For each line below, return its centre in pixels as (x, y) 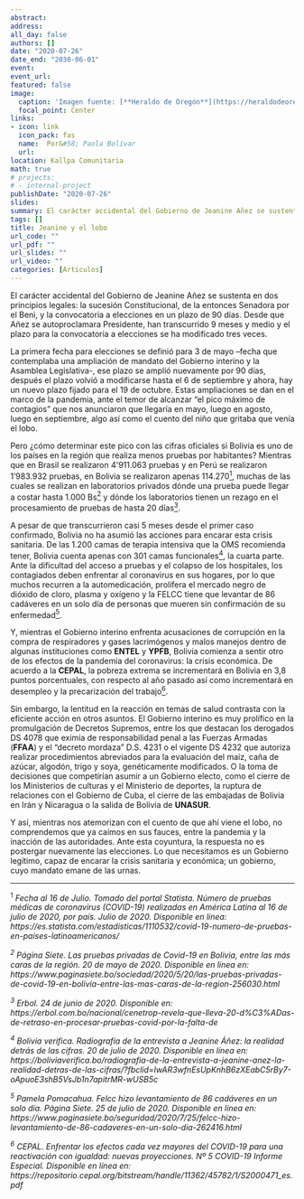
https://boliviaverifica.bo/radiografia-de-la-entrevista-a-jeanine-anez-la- (147, 1060)
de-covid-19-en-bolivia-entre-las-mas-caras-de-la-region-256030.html (145, 984)
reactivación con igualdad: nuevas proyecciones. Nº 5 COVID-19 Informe (147, 1156)
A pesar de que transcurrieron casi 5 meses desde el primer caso (132, 525)
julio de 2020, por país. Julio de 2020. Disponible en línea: (119, 917)
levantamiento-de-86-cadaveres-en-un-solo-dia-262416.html (126, 1128)
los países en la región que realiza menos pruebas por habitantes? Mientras (151, 455)
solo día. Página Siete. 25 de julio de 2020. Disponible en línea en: (134, 1109)
